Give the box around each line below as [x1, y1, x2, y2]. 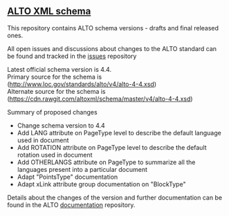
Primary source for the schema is [7, 72, 102, 81]
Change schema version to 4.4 [17, 121, 105, 130]
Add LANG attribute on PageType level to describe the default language [17, 128, 221, 137]
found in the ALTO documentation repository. [7, 200, 136, 209]
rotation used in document [17, 150, 93, 159]
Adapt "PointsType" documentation [17, 173, 118, 181]
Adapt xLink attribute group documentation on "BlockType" [17, 179, 186, 188]
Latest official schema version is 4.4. [7, 65, 112, 73]
